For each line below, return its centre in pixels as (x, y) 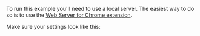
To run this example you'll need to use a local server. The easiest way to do (100, 9)
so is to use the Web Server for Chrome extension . (69, 15)
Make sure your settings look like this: (54, 27)
